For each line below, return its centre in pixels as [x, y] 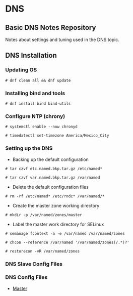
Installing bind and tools [35, 93]
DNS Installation [31, 55]
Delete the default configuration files [51, 187]
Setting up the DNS [29, 148]
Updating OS [21, 70]
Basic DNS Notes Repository [51, 28]
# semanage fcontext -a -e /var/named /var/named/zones [65, 233]
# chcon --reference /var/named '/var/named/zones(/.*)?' [67, 242]
